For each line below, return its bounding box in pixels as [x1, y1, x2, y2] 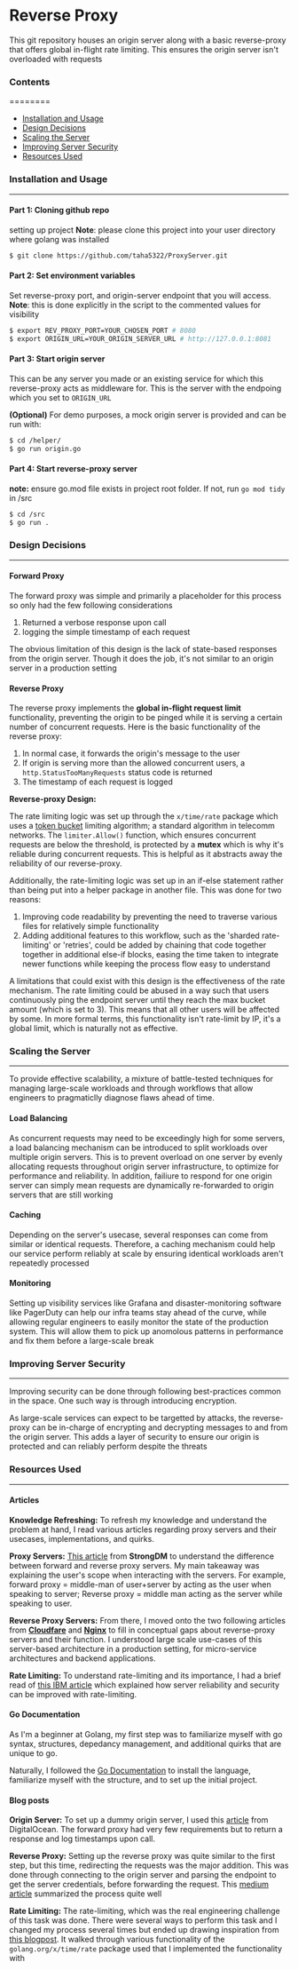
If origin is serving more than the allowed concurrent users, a [21, 758, 246, 768]
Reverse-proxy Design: [9, 794, 97, 805]
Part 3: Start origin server [9, 353, 106, 364]
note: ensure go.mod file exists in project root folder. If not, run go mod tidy [9, 483, 286, 494]
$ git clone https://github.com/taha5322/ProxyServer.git [9, 250, 228, 260]
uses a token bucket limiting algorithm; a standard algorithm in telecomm [9, 821, 275, 831]
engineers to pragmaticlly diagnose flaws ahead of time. [9, 1092, 215, 1103]
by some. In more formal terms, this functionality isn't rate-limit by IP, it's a [9, 1013, 281, 1024]
